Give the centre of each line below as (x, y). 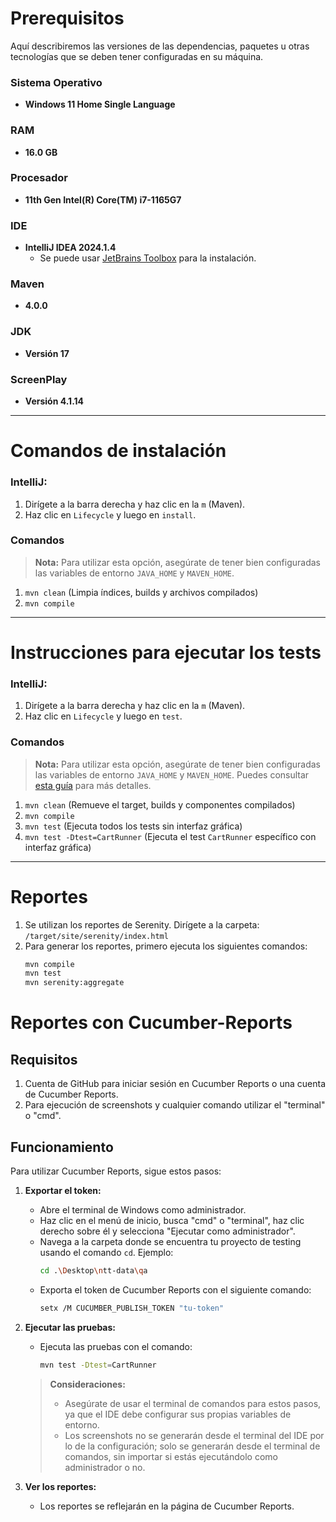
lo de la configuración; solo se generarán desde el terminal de (192, 1446)
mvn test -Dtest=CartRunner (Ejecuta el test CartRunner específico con (170, 836)
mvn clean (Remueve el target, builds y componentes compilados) (160, 804)
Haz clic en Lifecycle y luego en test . (103, 716)
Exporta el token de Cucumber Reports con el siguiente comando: (175, 1289)
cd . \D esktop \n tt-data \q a (93, 1270)
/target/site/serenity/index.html (96, 936)
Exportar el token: (63, 1190)
